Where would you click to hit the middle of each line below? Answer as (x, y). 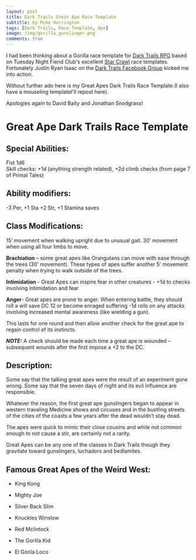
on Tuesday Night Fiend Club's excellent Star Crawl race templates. (87, 62)
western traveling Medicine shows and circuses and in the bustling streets (96, 410)
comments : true (25, 39)
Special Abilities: (37, 148)
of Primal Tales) (25, 175)
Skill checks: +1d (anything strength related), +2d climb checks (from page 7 (98, 169)
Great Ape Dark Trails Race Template (97, 127)
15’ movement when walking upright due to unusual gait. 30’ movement (92, 240)
